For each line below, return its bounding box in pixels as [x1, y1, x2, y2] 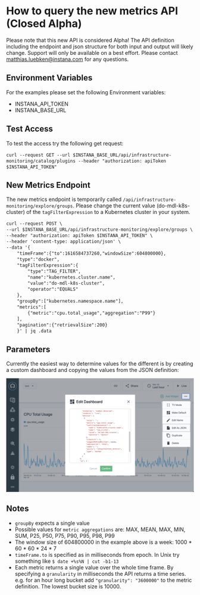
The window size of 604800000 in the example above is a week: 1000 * [14, 538, 192, 546]
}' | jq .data [17, 328, 52, 334]
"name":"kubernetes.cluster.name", [27, 274, 116, 281]
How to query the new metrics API [6, 4, 179, 18]
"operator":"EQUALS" [27, 286, 79, 293]
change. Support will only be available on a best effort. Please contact [6, 49, 178, 56]
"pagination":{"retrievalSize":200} [17, 322, 108, 329]
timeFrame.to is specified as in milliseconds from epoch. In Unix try [14, 551, 180, 558]
